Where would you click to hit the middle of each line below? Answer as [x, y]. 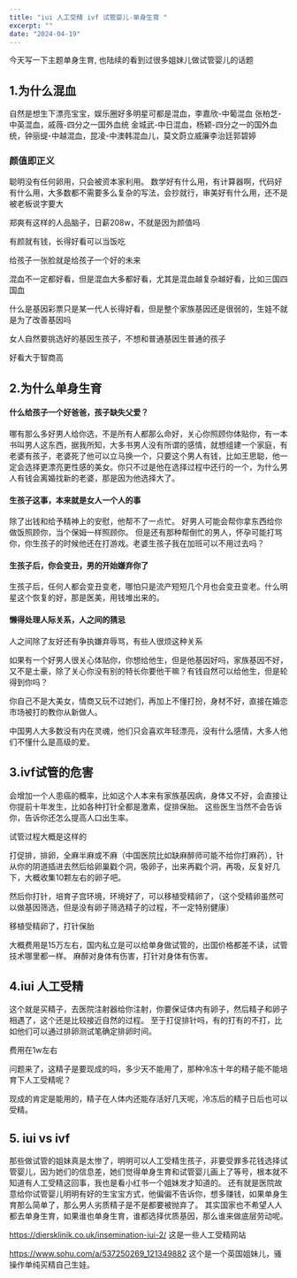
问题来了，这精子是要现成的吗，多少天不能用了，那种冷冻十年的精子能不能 [145, 1069]
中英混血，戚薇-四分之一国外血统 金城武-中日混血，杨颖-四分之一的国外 [140, 125]
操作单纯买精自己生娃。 [52, 1265]
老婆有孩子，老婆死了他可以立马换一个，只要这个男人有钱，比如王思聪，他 [145, 456]
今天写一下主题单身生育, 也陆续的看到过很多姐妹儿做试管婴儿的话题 [131, 60]
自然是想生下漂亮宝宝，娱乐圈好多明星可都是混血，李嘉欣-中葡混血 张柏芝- [145, 114]
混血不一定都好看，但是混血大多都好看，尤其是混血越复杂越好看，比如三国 [145, 279]
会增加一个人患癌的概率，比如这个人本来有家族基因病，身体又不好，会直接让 [148, 795]
